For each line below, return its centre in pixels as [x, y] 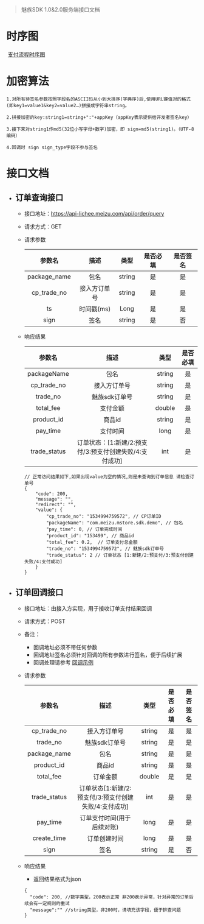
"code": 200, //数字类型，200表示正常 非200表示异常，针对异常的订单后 [111, 897]
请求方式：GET [43, 226]
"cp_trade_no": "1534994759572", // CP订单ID [104, 516]
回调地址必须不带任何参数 [65, 647]
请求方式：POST [45, 621]
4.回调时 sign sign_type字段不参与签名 [52, 147]
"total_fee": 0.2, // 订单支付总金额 [92, 542]
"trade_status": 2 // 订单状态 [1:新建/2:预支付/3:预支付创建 [120, 555]
